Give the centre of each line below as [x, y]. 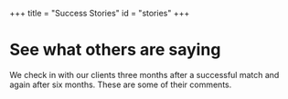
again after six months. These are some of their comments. [121, 84]
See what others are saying [115, 50]
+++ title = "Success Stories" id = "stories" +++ [100, 13]
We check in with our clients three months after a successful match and [144, 74]
